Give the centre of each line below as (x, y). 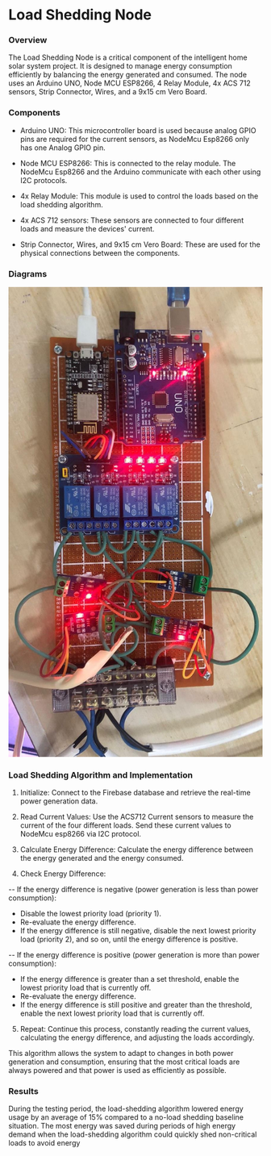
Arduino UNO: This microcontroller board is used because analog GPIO (138, 130)
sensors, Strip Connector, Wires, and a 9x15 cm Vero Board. (108, 92)
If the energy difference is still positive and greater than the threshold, (136, 1004)
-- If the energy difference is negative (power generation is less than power (133, 889)
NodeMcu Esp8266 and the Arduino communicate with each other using (140, 172)
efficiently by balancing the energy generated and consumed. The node (128, 75)
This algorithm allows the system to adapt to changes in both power (121, 1053)
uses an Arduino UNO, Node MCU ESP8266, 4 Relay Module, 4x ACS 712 (130, 83)
